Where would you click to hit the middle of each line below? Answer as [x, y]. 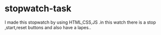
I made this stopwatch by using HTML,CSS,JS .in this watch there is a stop [80, 22]
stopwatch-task [38, 9]
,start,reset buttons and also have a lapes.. [48, 27]
